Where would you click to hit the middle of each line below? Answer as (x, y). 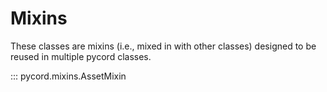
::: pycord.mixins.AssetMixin (68, 76)
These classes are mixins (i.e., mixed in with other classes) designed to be (163, 46)
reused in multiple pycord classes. (81, 56)
